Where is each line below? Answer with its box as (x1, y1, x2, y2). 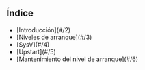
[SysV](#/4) (16, 40, 50, 49)
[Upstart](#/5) (16, 47, 56, 56)
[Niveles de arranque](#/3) (16, 33, 92, 41)
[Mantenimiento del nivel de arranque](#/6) (16, 55, 138, 63)
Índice (6, 8, 34, 19)
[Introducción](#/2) (16, 25, 71, 34)
